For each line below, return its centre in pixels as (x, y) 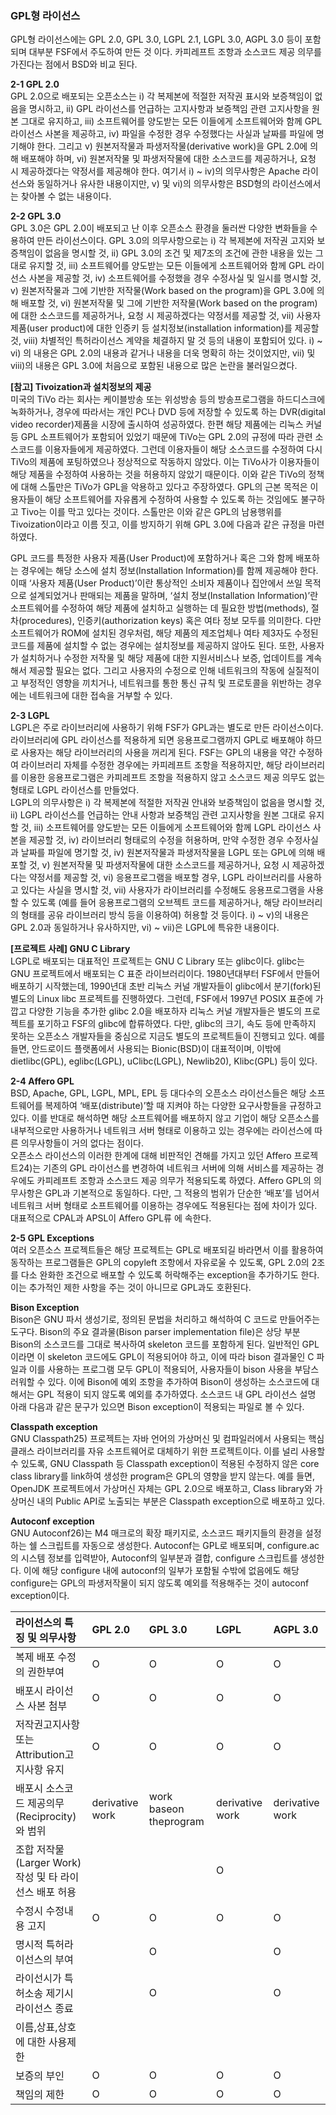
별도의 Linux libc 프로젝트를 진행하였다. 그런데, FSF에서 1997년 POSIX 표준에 (161, 999)
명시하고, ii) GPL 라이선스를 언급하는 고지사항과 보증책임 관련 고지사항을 (169, 109)
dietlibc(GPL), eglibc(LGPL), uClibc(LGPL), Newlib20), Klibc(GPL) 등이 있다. (164, 1061)
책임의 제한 (40, 2095)
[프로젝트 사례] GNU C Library (70, 949)
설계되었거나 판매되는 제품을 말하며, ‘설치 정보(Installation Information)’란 (173, 596)
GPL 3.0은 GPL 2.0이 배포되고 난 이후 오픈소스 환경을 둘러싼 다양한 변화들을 (159, 228)
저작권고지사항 (48, 1725)
